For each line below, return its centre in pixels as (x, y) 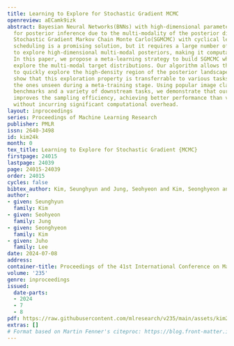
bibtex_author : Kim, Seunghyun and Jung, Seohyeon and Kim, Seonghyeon (113, 189)
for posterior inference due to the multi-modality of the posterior (116, 33)
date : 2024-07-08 (32, 254)
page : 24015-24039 (34, 169)
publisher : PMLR (31, 124)
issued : (18, 286)
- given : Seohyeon (34, 215)
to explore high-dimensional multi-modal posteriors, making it (109, 53)
